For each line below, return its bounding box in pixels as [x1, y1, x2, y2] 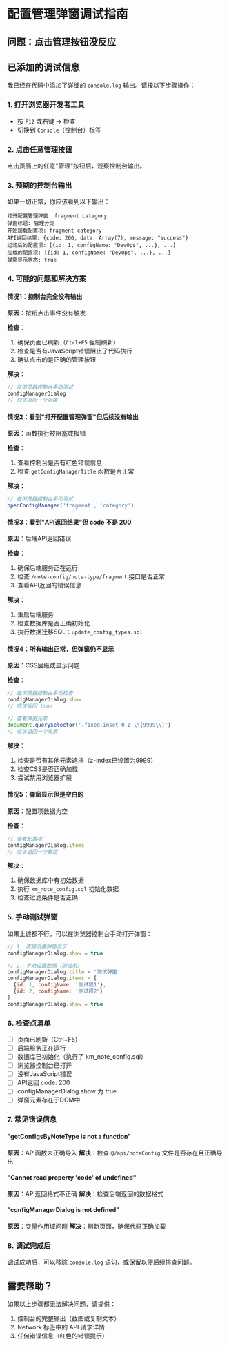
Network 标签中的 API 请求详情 [17, 1323, 106, 1332]
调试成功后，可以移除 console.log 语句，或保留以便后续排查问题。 [7, 1258, 196, 1267]
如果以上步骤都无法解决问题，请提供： [7, 1300, 116, 1308]
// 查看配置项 [7, 835, 43, 842]
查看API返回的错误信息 [17, 581, 82, 589]
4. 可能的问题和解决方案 [7, 274, 86, 284]
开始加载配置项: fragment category [7, 227, 102, 235]
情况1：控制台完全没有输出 [7, 292, 83, 300]
